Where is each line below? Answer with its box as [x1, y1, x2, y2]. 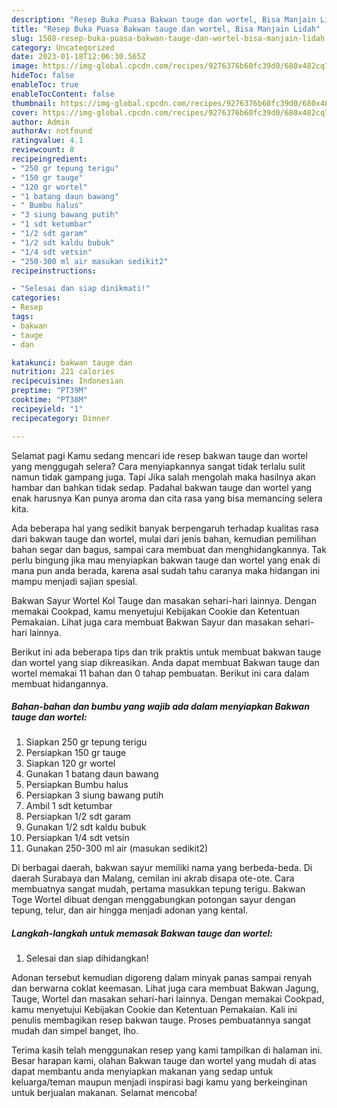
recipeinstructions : [11, 266, 98, 276]
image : [11, 61, 39, 71]
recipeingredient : [11, 154, 88, 164]
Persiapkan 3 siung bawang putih [25, 789, 164, 801]
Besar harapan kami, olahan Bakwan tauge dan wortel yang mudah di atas [11, 1055, 317, 1067]
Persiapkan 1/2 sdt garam [25, 811, 131, 823]
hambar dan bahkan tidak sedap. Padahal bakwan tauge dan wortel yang [11, 481, 313, 493]
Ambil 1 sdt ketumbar [25, 800, 113, 812]
